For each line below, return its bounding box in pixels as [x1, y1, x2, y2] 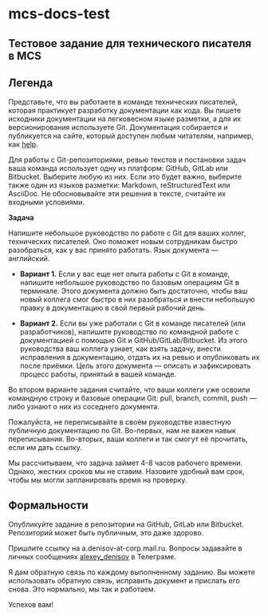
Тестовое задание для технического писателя [8, 37, 252, 50]
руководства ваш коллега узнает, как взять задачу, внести [19, 344, 221, 353]
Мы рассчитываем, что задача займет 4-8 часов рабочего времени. [8, 458, 243, 468]
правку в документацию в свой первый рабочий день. [19, 303, 207, 313]
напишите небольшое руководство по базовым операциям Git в [19, 278, 239, 287]
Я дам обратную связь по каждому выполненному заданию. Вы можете [8, 567, 255, 577]
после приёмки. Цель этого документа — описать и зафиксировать [19, 361, 251, 371]
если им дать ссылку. [8, 443, 82, 452]
